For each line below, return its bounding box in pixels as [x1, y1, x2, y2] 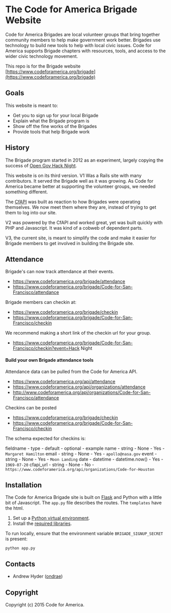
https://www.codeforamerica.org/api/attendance [12, 378, 116, 384]
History [5, 143, 30, 152]
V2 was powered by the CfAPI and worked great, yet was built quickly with [5, 219, 163, 226]
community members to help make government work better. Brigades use [5, 37, 161, 43]
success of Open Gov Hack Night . [5, 162, 77, 168]
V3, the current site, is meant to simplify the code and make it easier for [5, 234, 157, 241]
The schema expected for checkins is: [5, 435, 86, 441]
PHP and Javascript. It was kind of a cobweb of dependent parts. [5, 225, 143, 231]
